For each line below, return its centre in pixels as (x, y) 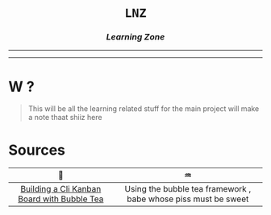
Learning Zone (135, 37)
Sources (37, 150)
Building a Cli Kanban (61, 189)
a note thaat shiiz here (65, 118)
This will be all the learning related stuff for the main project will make (144, 109)
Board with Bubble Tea (60, 199)
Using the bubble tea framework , (188, 189)
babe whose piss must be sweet (188, 199)
